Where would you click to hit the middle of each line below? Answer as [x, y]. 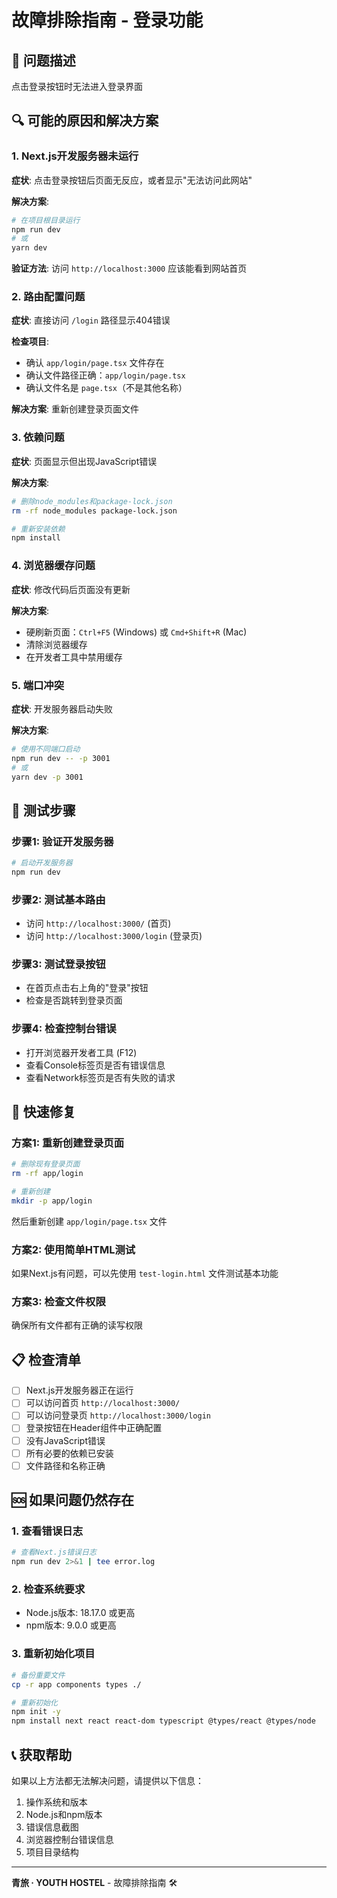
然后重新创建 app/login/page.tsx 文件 [89, 1221]
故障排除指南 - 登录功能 [107, 20]
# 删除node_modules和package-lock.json [92, 501]
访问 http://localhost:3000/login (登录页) [114, 936]
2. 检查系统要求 [48, 1589]
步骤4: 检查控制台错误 [64, 1029]
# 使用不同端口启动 [46, 749]
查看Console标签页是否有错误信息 [95, 1065]
